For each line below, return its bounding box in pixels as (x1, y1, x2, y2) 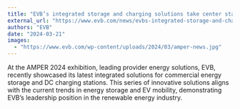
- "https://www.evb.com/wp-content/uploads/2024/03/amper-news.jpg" (14, 43, 222, 51)
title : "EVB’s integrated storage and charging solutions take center (7, 10, 222, 18)
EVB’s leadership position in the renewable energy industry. (7, 93, 183, 102)
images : (7, 37, 31, 44)
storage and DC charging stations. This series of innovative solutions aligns (7, 78, 229, 86)
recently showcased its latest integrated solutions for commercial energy (7, 71, 222, 79)
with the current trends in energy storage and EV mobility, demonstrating (7, 86, 222, 94)
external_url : (7, 17, 50, 24)
